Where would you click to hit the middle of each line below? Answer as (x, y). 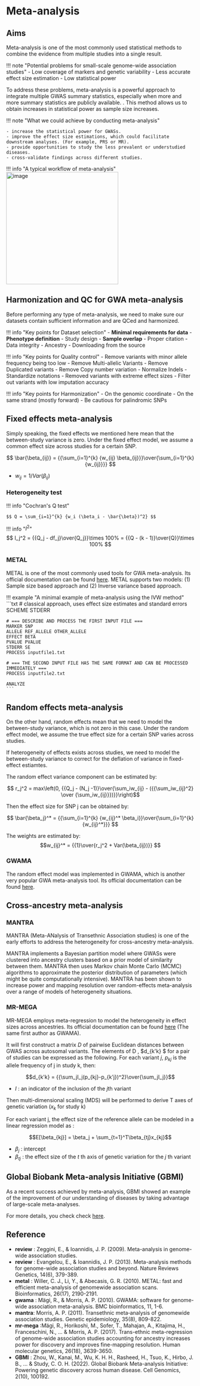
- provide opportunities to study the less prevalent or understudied (96, 147)
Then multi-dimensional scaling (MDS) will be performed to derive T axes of (99, 1100)
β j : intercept (30, 1150)
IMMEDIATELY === (26, 668)
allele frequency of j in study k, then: (51, 1065)
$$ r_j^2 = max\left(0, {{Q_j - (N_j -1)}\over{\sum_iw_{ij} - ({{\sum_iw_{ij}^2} (100, 788)
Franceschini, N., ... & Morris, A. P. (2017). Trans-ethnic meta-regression (104, 1331)
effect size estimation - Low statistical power (61, 78)
